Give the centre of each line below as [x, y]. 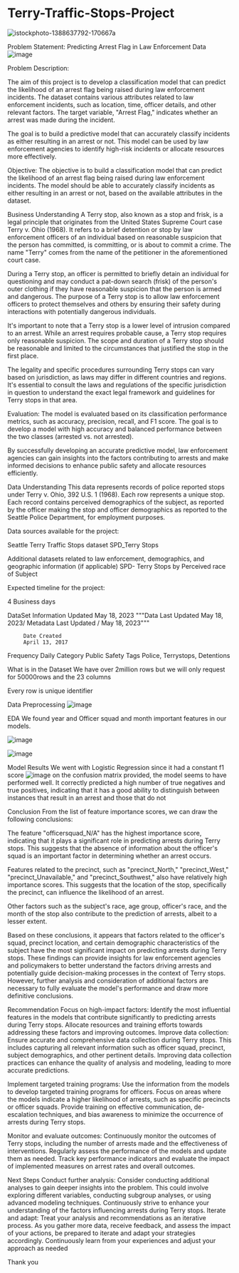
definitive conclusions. [40, 995]
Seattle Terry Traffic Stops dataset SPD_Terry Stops [83, 544]
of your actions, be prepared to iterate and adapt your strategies [101, 1233]
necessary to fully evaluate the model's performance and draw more [108, 988]
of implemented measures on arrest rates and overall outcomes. [101, 1166]
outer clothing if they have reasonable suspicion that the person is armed [115, 289]
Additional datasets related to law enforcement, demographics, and [106, 559]
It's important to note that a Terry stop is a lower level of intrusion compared [119, 325]
